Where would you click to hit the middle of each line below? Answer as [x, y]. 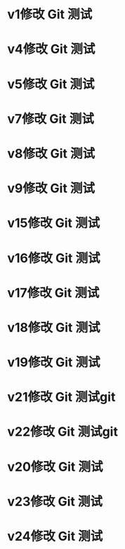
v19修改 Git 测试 [54, 362]
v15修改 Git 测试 [54, 223]
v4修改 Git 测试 [51, 49]
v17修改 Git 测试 [53, 293]
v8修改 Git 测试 [51, 154]
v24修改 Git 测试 [55, 536]
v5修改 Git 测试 [51, 84]
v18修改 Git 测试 [54, 327]
